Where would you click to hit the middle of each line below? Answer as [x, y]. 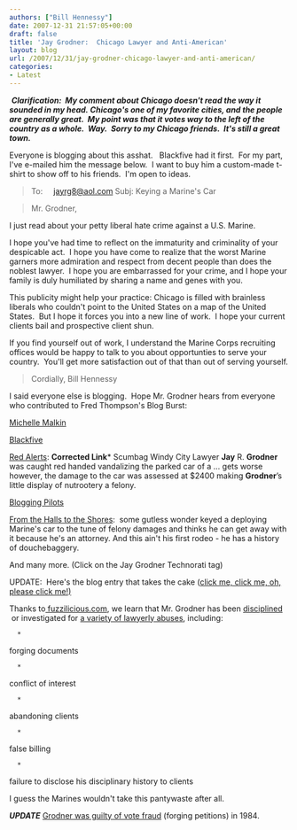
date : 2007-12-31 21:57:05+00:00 [71, 26]
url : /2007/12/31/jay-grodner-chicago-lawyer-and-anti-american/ [132, 58]
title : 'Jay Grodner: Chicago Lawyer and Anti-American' [118, 42]
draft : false [33, 34]
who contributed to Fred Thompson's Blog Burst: [98, 405]
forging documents [44, 650]
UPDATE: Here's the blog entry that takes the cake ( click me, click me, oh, [145, 582]
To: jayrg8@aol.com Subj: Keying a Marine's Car [124, 190]
